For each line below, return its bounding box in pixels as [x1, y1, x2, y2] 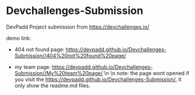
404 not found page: [14, 45, 65, 53]
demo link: [6, 34, 32, 41]
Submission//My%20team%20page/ [14, 69, 103, 76]
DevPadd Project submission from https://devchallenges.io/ [6, 23, 149, 30]
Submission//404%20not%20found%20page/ [14, 52, 127, 59]
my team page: [14, 63, 51, 71]
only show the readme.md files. [14, 82, 90, 89]
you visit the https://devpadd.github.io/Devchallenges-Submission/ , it [14, 76, 182, 83]
